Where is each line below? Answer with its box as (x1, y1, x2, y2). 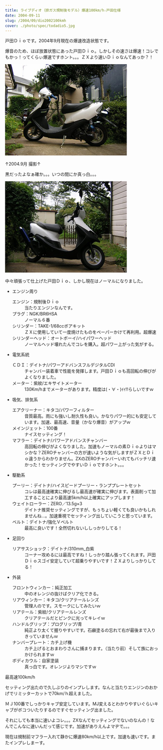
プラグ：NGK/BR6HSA (12, 311, 57, 317)
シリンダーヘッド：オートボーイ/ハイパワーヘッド (12, 335, 112, 341)
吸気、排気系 (12, 397, 38, 402)
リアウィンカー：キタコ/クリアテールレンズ (12, 597, 99, 603)
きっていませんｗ (24, 633, 58, 640)
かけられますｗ (24, 652, 54, 658)
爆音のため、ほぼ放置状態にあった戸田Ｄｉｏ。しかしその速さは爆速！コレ (5, 48, 154, 54)
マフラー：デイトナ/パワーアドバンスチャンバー (12, 438, 108, 443)
